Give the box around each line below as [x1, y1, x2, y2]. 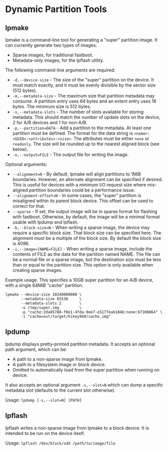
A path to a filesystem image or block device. [12, 361, 106, 368]
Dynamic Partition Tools [5, 4, 107, 15]
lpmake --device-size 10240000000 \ [5, 292, 82, 297]
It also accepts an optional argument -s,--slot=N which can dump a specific [5, 382, 163, 388]
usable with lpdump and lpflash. [12, 219, 79, 225]
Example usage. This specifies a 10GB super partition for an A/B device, [5, 277, 154, 283]
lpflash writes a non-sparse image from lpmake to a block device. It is [5, 425, 149, 431]
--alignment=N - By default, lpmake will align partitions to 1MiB [12, 171, 141, 177]
